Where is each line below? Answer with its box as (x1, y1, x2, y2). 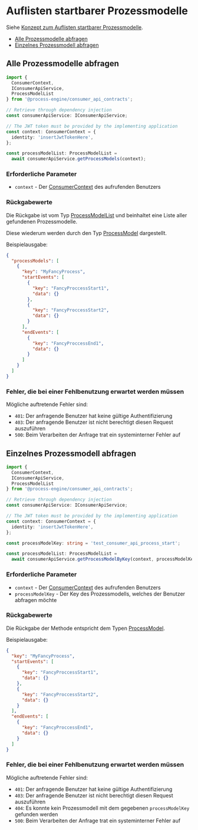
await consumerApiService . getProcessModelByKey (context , (11, 556, 154, 562)
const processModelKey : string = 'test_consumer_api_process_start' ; (6, 540, 181, 546)
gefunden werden (14, 810, 58, 818)
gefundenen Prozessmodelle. (6, 218, 78, 225)
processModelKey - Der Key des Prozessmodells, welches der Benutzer (14, 590, 186, 597)
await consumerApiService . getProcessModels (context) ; (11, 156, 146, 162)
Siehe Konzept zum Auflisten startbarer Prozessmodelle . (6, 24, 143, 31)
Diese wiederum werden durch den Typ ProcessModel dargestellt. (6, 229, 167, 236)
